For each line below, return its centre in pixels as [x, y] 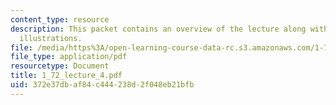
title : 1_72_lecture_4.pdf [66, 76]
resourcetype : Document [60, 66]
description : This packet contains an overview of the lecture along [158, 29]
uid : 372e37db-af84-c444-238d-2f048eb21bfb [102, 85]
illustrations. [51, 38]
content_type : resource [60, 19]
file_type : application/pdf [69, 57]
